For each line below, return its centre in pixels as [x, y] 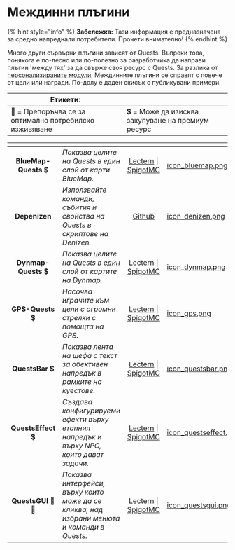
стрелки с [79, 317]
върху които [83, 492]
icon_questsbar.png [199, 369]
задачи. [76, 463]
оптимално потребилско [53, 120]
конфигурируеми [91, 411]
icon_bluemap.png [197, 165]
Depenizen [33, 216]
